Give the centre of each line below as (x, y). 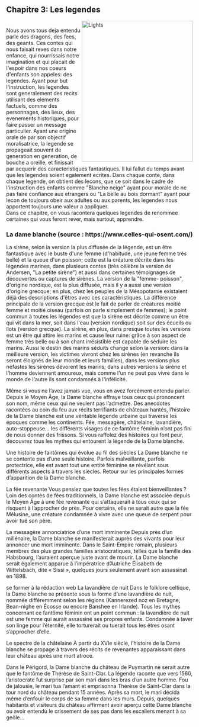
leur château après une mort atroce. (50, 656)
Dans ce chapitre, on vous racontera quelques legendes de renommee (92, 213)
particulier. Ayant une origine (41, 131)
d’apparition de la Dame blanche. (46, 478)
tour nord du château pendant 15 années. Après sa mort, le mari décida (93, 693)
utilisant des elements (33, 99)
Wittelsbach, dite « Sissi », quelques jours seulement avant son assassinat (97, 570)
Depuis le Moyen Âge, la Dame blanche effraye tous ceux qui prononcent (95, 397)
